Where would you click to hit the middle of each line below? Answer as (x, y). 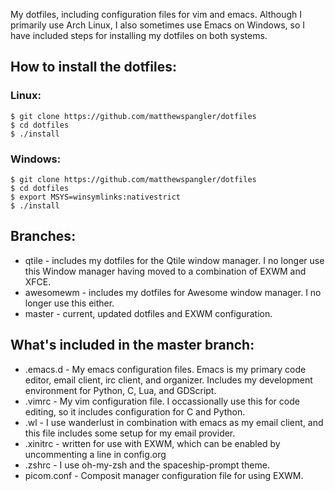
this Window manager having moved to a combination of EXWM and (165, 271)
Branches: (43, 236)
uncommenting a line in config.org (95, 454)
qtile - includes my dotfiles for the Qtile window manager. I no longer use (174, 260)
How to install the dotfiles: (93, 67)
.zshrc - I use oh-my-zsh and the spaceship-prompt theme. (147, 465)
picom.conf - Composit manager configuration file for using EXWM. (164, 475)
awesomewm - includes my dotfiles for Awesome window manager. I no (173, 292)
